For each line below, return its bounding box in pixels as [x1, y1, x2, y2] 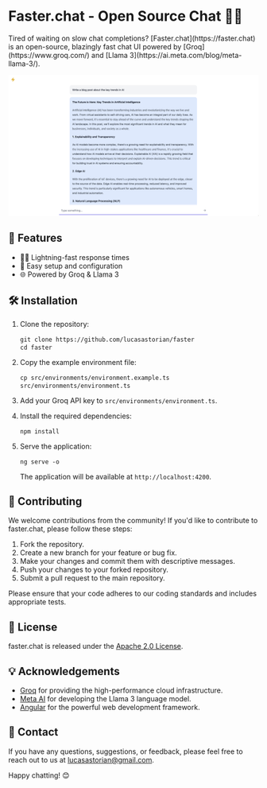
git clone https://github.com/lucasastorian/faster [19, 336, 195, 344]
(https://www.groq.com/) [8, 50, 90, 60]
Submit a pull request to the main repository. [19, 573, 165, 583]
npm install [19, 427, 60, 436]
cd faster [19, 344, 53, 351]
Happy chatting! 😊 [8, 771, 70, 780]
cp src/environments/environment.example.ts [19, 374, 170, 382]
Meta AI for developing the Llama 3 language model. [19, 693, 192, 703]
